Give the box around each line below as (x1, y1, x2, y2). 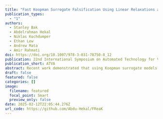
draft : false (5, 70, 32, 75)
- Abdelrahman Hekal (9, 30, 51, 34)
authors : (5, 20, 23, 26)
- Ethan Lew (9, 39, 34, 44)
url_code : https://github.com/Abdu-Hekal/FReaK (5, 106, 103, 112)
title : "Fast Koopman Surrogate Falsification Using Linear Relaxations (5, 7, 155, 12)
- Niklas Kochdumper (9, 34, 51, 39)
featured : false (5, 75, 38, 80)
